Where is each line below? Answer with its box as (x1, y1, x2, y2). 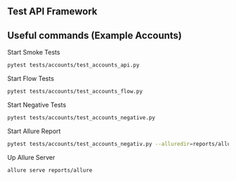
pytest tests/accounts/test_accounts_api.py (7, 62, 140, 69)
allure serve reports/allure (7, 166, 93, 174)
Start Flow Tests (7, 74, 55, 83)
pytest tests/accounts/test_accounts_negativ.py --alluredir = (7, 140, 193, 147)
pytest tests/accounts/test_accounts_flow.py (7, 88, 143, 95)
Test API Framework (7, 6, 98, 18)
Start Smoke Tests (7, 48, 60, 57)
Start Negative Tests (7, 100, 67, 109)
